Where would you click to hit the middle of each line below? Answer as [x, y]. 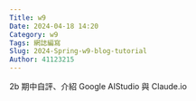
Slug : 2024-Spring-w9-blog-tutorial [78, 51]
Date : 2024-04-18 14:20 [54, 26]
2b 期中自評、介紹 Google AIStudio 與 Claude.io [98, 86]
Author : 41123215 [42, 60]
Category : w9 [34, 34]
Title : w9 [28, 18]
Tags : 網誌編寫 [35, 43]
